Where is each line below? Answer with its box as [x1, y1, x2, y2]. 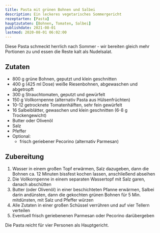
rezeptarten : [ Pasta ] [5, 16, 50, 21]
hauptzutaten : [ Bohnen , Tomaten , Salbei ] [5, 21, 91, 26]
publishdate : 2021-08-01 [5, 26, 56, 30]
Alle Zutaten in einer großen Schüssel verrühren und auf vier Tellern [12, 202, 150, 208]
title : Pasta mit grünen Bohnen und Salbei [5, 7, 96, 12]
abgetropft [12, 86, 34, 92]
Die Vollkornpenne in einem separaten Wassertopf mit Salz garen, [12, 176, 146, 182]
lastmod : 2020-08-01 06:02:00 [5, 30, 67, 35]
